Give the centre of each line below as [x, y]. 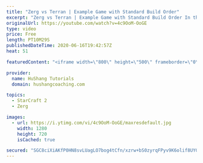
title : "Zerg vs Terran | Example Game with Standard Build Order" [93, 12]
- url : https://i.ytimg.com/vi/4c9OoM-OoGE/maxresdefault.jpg [92, 123]
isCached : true [36, 139]
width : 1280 [32, 128]
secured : [17, 151]
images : [16, 117]
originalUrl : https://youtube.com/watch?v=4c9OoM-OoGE [77, 23]
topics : [16, 95]
